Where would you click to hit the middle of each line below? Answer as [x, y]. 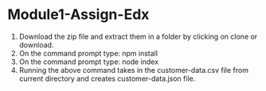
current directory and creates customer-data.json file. [107, 78]
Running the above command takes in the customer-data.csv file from [133, 70]
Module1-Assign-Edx [78, 15]
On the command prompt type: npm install [88, 53]
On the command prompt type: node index [89, 62]
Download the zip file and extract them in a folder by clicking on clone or [138, 36]
